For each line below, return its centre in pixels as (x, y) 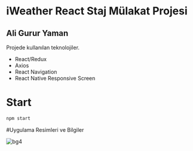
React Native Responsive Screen (55, 78)
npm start (19, 118)
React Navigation (36, 72)
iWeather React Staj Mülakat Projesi (97, 11)
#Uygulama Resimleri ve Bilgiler (45, 129)
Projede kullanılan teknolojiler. (43, 47)
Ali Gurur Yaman (37, 33)
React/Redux (30, 59)
